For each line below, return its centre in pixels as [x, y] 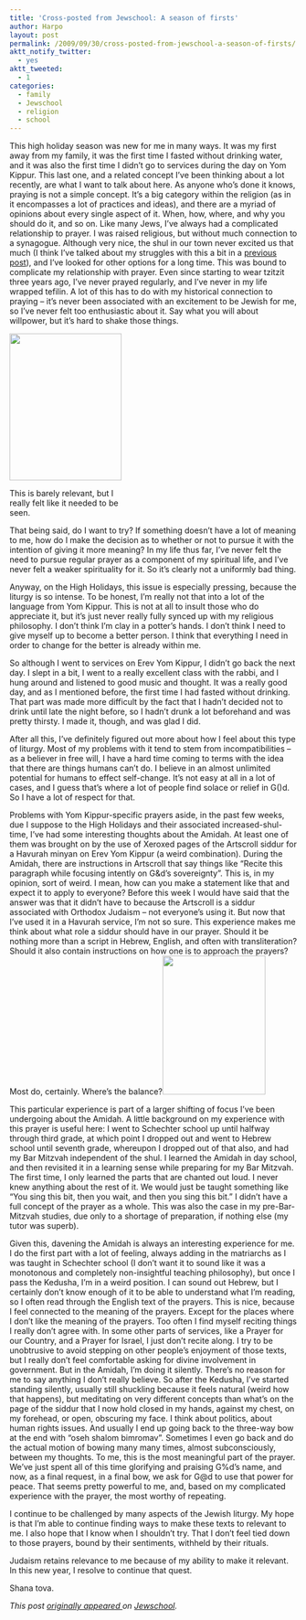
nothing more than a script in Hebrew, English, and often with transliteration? [153, 942]
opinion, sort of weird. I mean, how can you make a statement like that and [150, 883]
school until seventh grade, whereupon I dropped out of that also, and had [149, 1148]
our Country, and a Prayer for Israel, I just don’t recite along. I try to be [142, 1341]
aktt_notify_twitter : [51, 52]
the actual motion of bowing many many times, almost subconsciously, [143, 1448]
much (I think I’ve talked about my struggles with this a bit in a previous [143, 253]
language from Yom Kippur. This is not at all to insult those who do [134, 607]
